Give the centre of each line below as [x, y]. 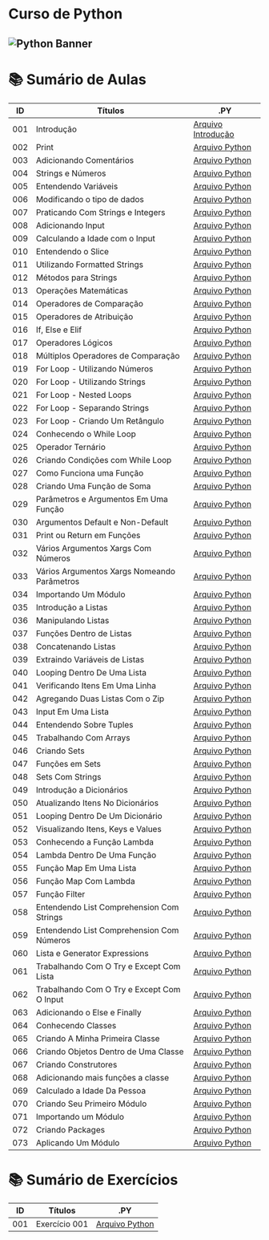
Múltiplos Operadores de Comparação [108, 355]
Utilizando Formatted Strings [90, 264]
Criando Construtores [76, 1064]
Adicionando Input [70, 225]
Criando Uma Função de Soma [93, 486]
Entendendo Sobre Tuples [84, 724]
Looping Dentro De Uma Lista [91, 672]
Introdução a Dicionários [82, 789]
